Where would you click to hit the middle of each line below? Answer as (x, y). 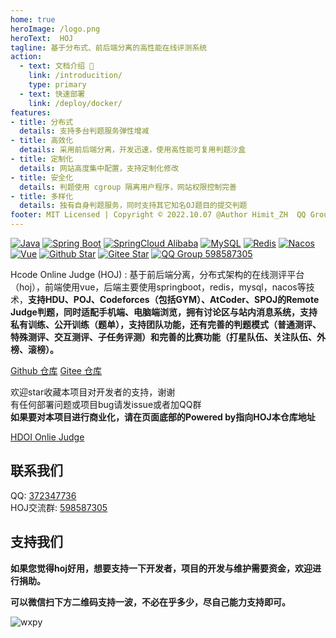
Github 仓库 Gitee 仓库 (56, 370)
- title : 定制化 (42, 159)
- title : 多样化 (42, 196)
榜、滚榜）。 (34, 349)
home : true (33, 19)
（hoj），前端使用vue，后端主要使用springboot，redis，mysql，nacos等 (158, 287)
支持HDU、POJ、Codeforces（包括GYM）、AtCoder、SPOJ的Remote (174, 299)
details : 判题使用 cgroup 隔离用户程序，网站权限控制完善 (128, 187)
